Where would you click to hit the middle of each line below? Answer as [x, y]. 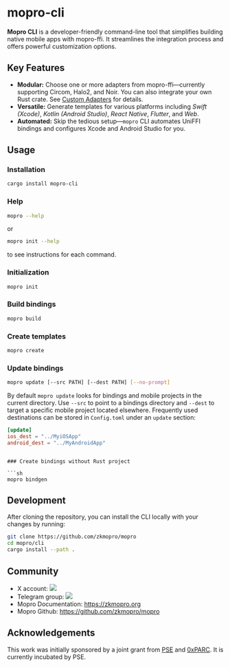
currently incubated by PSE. [47, 657]
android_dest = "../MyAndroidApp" [57, 443]
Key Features [36, 68]
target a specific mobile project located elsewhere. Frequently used [103, 410]
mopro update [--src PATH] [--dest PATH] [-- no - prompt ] [89, 383]
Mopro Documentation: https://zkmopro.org [79, 604]
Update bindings [35, 368]
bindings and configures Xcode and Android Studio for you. [101, 128]
